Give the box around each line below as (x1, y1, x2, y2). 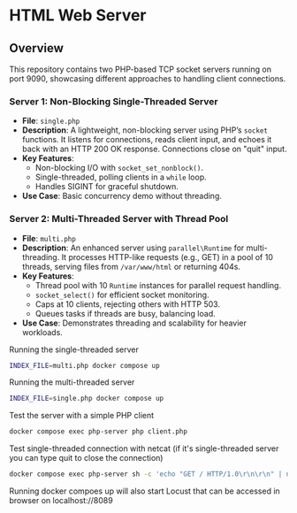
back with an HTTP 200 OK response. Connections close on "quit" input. (21, 143, 287, 155)
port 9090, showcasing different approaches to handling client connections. (9, 73, 286, 84)
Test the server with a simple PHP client (9, 410, 155, 421)
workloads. (21, 326, 64, 337)
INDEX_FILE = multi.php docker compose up (9, 361, 161, 370)
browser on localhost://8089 (9, 495, 113, 506)
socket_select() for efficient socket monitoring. (34, 289, 209, 300)
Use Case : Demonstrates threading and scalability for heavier (21, 318, 247, 328)
